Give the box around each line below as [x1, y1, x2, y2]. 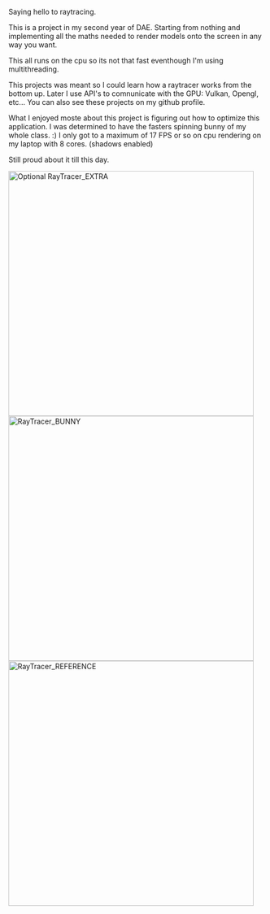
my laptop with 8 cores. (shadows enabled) [8, 139, 154, 149]
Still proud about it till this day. [8, 155, 110, 164]
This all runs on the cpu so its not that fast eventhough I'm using [8, 56, 224, 65]
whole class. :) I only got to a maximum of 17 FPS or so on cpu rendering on [8, 130, 262, 140]
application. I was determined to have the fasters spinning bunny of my [8, 122, 246, 131]
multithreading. [8, 64, 59, 74]
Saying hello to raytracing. [8, 7, 97, 16]
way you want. [8, 40, 58, 50]
